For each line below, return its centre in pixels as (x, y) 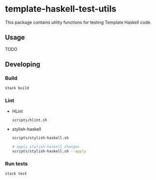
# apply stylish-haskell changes (46, 147)
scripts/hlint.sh (30, 120)
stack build (17, 88)
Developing (23, 65)
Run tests (16, 164)
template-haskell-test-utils (61, 9)
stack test (16, 174)
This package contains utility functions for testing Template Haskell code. (78, 22)
